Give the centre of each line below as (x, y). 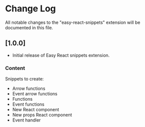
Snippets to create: (24, 79)
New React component (36, 110)
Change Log (30, 9)
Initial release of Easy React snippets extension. (61, 55)
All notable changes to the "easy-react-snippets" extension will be (73, 22)
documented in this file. (29, 27)
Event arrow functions (35, 94)
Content (15, 68)
